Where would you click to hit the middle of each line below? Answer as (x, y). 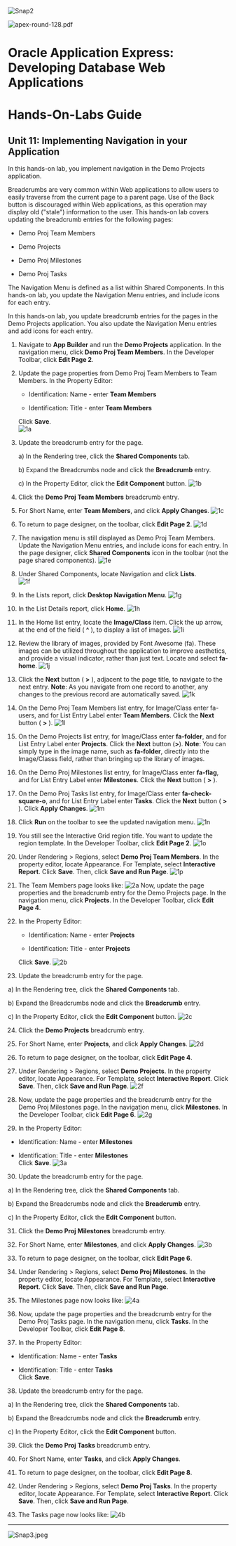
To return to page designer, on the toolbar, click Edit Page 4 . (105, 1058)
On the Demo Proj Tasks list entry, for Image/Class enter (99, 793)
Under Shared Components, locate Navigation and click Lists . (107, 574)
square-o (32, 801)
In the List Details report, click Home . (71, 609)
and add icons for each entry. (50, 331)
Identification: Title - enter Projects (79, 949)
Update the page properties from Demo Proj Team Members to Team (117, 373)
